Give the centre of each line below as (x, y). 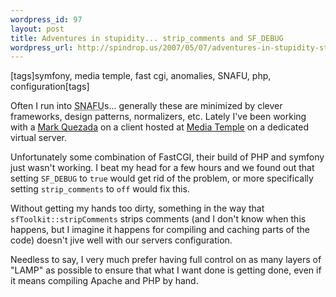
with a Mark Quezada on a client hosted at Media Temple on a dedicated (159, 127)
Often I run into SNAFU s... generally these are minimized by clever (146, 106)
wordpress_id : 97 (46, 19)
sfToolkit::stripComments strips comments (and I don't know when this (158, 219)
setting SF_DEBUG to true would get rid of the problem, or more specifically (162, 178)
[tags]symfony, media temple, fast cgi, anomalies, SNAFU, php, (141, 76)
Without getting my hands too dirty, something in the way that (137, 208)
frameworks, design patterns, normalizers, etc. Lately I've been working (158, 117)
